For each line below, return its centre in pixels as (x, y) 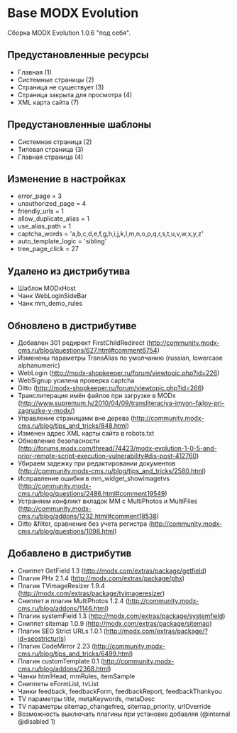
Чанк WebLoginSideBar (52, 296)
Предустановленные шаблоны (79, 125)
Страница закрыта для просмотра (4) (75, 94)
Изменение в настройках (67, 179)
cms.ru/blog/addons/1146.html (62, 608)
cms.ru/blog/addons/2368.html (63, 668)
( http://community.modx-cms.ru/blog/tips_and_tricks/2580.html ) (112, 471)
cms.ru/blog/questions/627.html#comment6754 (87, 350)
